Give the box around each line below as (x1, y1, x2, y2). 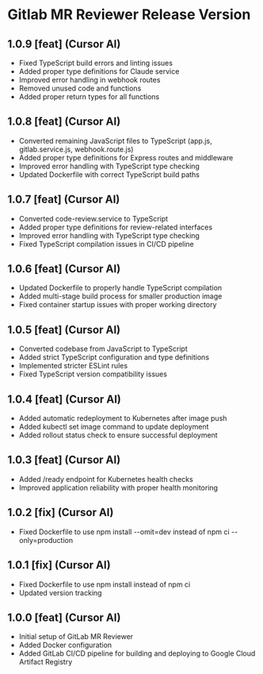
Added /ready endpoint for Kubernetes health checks (18, 474, 193, 483)
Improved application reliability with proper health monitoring (18, 483, 219, 492)
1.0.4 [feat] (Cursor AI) (7, 392, 122, 406)
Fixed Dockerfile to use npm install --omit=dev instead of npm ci (18, 526, 231, 537)
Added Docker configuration (18, 641, 112, 650)
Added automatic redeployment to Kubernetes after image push (18, 414, 227, 423)
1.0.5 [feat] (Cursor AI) (7, 323, 120, 337)
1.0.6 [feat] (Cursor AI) (7, 262, 121, 275)
